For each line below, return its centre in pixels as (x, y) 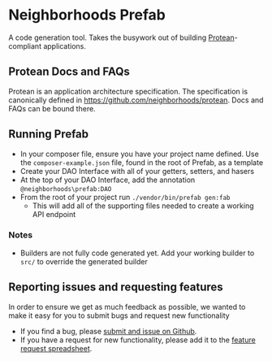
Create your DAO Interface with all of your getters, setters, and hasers (137, 171)
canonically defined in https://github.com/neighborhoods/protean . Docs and (136, 100)
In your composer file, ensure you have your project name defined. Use (140, 154)
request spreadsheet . (56, 348)
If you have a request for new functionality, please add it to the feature (138, 340)
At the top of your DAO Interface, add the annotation (108, 180)
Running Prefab (49, 135)
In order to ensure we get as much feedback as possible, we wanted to (127, 307)
